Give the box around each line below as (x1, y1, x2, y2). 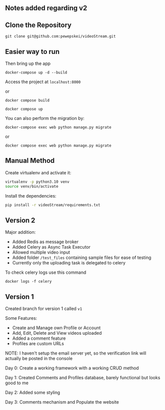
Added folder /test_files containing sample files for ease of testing (12, 255, 152, 260)
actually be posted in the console (5, 356, 73, 361)
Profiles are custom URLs (12, 341, 64, 347)
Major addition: (5, 229, 36, 235)
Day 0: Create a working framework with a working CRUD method (5, 365, 139, 371)
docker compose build (5, 98, 50, 103)
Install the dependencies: (5, 193, 57, 199)
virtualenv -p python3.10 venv (5, 179, 70, 184)
